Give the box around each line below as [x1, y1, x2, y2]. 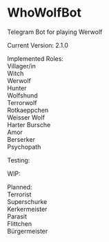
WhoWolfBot [7, 5, 81, 21]
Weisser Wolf [7, 113, 45, 122]
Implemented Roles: [7, 54, 64, 63]
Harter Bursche [7, 120, 51, 129]
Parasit [7, 212, 28, 221]
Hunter [7, 84, 27, 92]
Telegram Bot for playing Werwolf [7, 28, 103, 36]
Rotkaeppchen [7, 106, 49, 114]
